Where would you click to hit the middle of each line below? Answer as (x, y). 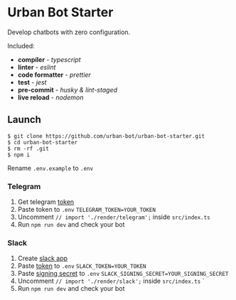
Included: (21, 45)
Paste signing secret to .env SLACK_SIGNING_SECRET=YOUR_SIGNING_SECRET (123, 274)
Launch (24, 120)
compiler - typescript (49, 59)
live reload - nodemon (50, 97)
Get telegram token (46, 202)
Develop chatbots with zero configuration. (69, 32)
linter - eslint (37, 67)
